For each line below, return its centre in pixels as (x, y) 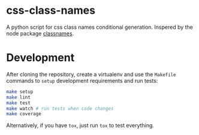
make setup (20, 91)
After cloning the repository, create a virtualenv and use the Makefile (91, 74)
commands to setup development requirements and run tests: (82, 80)
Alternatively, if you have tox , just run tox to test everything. (80, 125)
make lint (19, 97)
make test (19, 103)
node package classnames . (40, 33)
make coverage (24, 114)
